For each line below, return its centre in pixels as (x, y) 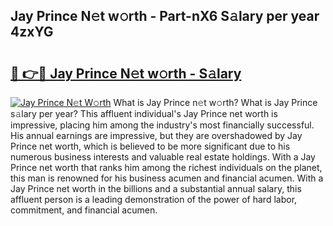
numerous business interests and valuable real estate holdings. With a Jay (163, 157)
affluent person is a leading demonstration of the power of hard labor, (154, 199)
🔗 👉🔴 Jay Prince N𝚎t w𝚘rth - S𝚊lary (126, 73)
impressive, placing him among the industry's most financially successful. (162, 125)
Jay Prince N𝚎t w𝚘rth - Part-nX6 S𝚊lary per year (165, 16)
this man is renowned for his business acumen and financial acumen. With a (167, 178)
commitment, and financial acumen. (84, 210)
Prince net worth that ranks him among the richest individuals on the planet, (166, 167)
